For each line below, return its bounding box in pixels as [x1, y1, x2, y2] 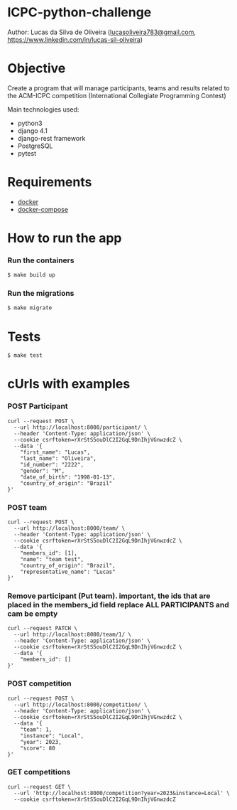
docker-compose [17, 205, 69, 213]
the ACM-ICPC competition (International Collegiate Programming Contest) [7, 91, 226, 100]
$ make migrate [7, 304, 53, 311]
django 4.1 [17, 126, 48, 135]
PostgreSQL [17, 142, 53, 150]
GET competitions [7, 767, 71, 777]
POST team [7, 502, 48, 512]
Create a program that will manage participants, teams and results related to [7, 83, 230, 92]
